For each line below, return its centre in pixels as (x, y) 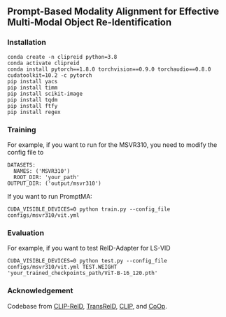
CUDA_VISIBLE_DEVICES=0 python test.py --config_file (87, 261)
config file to (26, 152)
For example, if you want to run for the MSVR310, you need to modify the (112, 145)
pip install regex (34, 112)
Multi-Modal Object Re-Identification (90, 23)
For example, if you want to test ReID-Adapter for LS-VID (89, 248)
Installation (27, 43)
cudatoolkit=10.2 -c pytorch (50, 75)
